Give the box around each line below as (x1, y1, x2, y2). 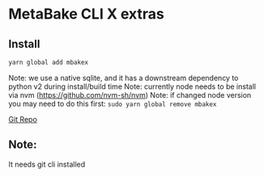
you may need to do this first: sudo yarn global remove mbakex (8, 99, 217, 108)
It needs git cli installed (8, 159, 86, 169)
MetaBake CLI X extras (8, 5, 164, 23)
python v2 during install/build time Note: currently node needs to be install (8, 82, 257, 91)
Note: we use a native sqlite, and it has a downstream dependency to (8, 73, 239, 82)
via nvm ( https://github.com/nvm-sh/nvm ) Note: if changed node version (8, 90, 252, 99)
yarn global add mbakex (8, 58, 89, 66)
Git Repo (8, 114, 38, 124)
